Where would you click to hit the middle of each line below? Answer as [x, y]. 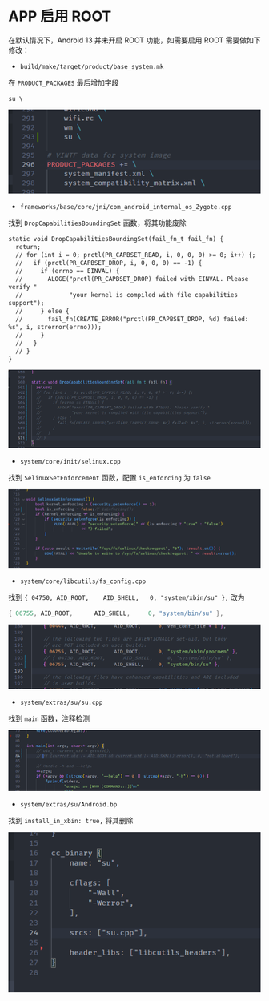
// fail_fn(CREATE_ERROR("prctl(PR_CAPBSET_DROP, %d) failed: [132, 320]
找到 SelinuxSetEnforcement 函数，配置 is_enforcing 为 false [109, 477]
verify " [23, 287]
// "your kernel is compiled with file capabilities [127, 295]
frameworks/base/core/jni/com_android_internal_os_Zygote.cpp [126, 207]
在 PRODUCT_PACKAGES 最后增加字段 [64, 82]
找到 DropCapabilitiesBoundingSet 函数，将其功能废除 [97, 223]
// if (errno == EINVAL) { [68, 271]
